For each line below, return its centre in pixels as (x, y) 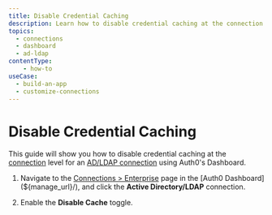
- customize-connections (58, 91)
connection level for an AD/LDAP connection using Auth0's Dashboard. (127, 162)
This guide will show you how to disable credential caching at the (118, 154)
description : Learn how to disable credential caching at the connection (136, 24)
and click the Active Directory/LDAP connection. (164, 187)
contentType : (30, 62)
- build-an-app (41, 84)
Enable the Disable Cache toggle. (76, 203)
